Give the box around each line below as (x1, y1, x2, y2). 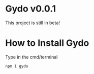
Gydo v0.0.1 (5, 3, 56, 15)
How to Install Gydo (5, 37, 89, 49)
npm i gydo (5, 63, 28, 68)
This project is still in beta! (5, 20, 60, 26)
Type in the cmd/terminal (5, 54, 58, 60)
